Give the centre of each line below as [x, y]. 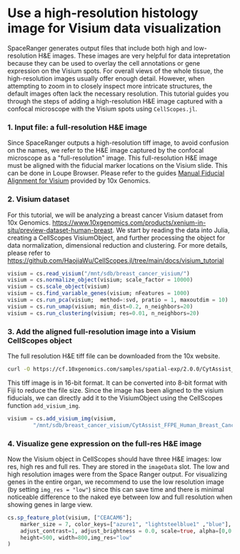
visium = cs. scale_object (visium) [59, 287]
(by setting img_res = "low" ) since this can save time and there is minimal [116, 489]
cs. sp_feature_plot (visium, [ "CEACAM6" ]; [70, 518]
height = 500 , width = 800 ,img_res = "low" [76, 538]
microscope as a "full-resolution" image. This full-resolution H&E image [112, 158]
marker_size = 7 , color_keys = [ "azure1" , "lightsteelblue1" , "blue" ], [126, 524]
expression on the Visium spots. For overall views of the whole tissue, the [115, 71]
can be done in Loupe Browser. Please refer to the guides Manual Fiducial [116, 173]
